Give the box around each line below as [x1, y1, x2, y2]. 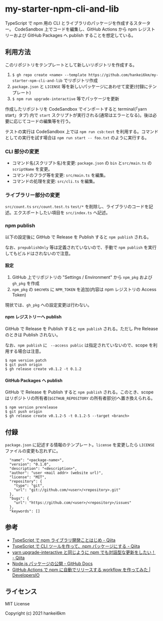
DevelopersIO [12, 572, 40, 578]
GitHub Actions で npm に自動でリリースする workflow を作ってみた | [12, 566, 151, 572]
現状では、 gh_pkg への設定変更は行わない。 [5, 302, 92, 308]
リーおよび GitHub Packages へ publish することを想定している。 [5, 32, 136, 38]
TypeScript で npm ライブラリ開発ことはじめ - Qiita [12, 537, 116, 543]
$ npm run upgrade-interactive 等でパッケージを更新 [12, 96, 120, 101]
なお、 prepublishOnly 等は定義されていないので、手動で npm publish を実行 [5, 244, 157, 250]
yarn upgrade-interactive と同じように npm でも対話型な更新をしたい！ [12, 549, 156, 555]
